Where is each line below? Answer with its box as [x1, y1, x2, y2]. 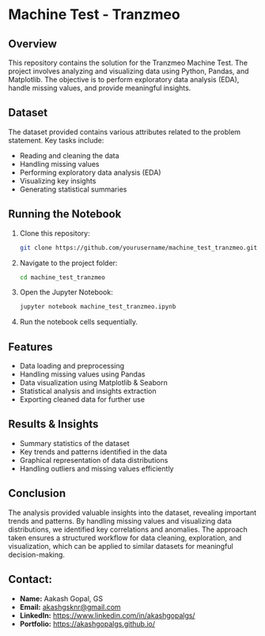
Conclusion [8, 486, 66, 500]
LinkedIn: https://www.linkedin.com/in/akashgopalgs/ [19, 611, 195, 620]
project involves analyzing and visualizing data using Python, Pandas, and [8, 66, 249, 76]
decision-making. [8, 550, 66, 559]
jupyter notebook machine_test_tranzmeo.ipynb [19, 303, 176, 311]
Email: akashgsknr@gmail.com [19, 602, 121, 611]
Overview [8, 37, 58, 51]
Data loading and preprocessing [19, 362, 125, 371]
